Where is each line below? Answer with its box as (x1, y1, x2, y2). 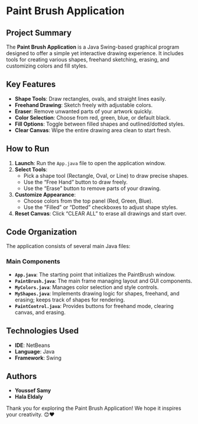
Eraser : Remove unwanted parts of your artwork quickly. (14, 108, 153, 115)
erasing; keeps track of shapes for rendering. (14, 296, 125, 303)
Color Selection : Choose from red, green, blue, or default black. (14, 114, 171, 121)
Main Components (6, 258, 60, 266)
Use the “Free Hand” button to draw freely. (23, 178, 128, 185)
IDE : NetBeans (14, 342, 50, 349)
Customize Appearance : (14, 191, 76, 198)
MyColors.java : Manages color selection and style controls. (14, 283, 159, 291)
